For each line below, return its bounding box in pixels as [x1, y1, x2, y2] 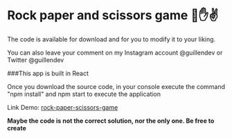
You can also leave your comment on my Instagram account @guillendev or [7, 48, 223, 57]
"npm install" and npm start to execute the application [7, 90, 161, 98]
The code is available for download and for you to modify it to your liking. [7, 34, 216, 43]
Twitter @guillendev [7, 55, 64, 64]
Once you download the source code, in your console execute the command [7, 82, 226, 90]
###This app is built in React [7, 69, 89, 77]
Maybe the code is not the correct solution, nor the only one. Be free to [7, 117, 215, 125]
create [7, 124, 26, 132]
